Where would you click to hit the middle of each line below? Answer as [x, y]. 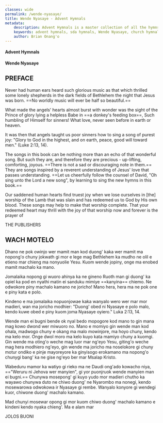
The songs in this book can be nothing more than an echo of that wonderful [81, 154]
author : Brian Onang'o [37, 37]
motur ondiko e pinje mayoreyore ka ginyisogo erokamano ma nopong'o [77, 352]
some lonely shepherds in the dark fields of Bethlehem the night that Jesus [80, 95]
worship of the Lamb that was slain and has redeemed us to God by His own [81, 200]
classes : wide [19, 9]
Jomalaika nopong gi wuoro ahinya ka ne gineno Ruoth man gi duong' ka [78, 277]
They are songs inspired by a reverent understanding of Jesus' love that [77, 170]
